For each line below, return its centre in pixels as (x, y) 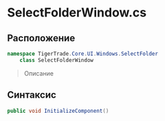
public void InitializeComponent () (58, 111)
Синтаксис (32, 95)
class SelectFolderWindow (57, 60)
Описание (38, 73)
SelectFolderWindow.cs (77, 13)
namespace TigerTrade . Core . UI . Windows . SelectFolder (82, 54)
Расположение (41, 38)
